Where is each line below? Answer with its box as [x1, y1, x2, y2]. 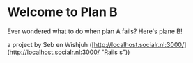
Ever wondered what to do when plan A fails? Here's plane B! [7, 27, 183, 35]
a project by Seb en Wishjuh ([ [7, 40, 94, 48]
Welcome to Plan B [7, 4, 118, 20]
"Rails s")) [100, 48, 130, 56]
